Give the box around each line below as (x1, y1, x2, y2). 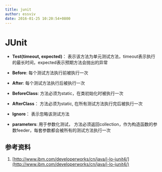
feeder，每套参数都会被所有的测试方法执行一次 (16, 127, 111, 133)
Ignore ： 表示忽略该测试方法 (12, 111, 70, 117)
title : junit (5, 7, 32, 12)
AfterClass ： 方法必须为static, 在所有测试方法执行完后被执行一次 (12, 101, 143, 107)
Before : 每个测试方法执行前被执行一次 (12, 70, 89, 76)
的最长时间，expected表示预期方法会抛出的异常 (12, 60, 108, 65)
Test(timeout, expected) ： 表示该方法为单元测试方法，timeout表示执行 (12, 54, 156, 60)
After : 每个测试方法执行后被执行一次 (12, 80, 85, 86)
